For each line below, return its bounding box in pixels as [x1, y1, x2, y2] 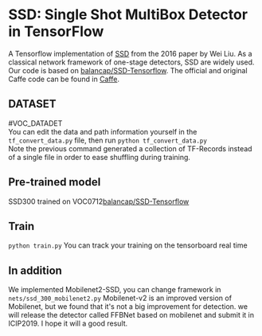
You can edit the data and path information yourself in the [8, 127, 197, 136]
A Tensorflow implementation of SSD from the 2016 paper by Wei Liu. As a [8, 49, 252, 58]
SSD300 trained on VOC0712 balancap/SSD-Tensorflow [8, 197, 190, 206]
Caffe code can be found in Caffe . [8, 74, 120, 84]
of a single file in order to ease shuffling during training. [8, 152, 191, 162]
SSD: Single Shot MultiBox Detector [8, 6, 248, 24]
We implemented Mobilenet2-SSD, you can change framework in [8, 285, 221, 295]
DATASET [8, 97, 57, 111]
